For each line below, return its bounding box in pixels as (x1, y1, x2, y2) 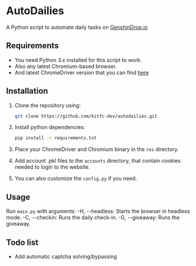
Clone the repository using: (14, 101, 81, 109)
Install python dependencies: (14, 124, 85, 131)
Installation (6, 86, 48, 96)
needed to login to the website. (14, 163, 90, 170)
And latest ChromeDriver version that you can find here (14, 69, 149, 76)
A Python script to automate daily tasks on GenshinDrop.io (6, 24, 148, 31)
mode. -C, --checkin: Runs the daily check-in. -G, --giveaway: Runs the (6, 214, 180, 221)
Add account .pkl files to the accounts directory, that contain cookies (14, 157, 181, 165)
